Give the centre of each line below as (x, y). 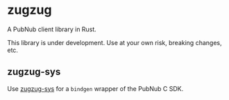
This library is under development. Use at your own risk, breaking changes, (114, 42)
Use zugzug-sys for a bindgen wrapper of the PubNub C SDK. (95, 88)
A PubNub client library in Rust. (52, 29)
